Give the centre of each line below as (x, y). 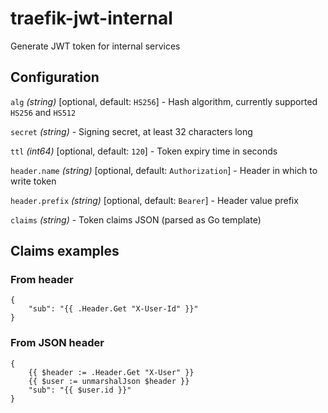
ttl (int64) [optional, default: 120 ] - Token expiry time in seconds (144, 151)
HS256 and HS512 (43, 112)
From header (42, 280)
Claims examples (65, 251)
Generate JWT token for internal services (95, 46)
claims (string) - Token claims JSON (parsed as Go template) (136, 219)
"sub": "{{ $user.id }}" (80, 390)
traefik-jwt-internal (91, 18)
